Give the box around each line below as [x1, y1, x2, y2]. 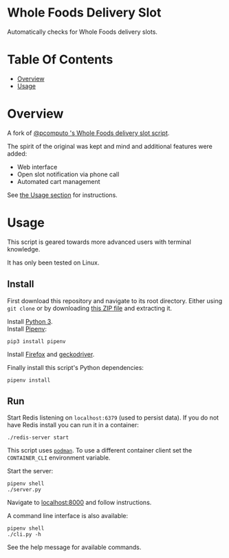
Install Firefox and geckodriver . [7, 350, 95, 358]
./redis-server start [7, 434, 69, 442]
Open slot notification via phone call [17, 170, 120, 178]
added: [7, 149, 28, 158]
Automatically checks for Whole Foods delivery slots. [7, 28, 158, 36]
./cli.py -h [7, 531, 41, 538]
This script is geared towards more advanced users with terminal [7, 238, 191, 246]
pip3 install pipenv [7, 338, 67, 345]
